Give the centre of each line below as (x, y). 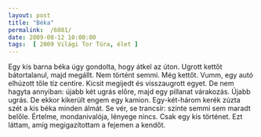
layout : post (29, 15)
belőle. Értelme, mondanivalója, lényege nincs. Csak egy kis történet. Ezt (125, 117)
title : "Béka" (31, 23)
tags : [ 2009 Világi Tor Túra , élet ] (73, 45)
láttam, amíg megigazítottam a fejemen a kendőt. (87, 125)
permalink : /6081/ (40, 30)
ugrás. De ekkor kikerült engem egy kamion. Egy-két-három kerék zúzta (124, 100)
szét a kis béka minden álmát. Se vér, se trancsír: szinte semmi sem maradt (129, 108)
